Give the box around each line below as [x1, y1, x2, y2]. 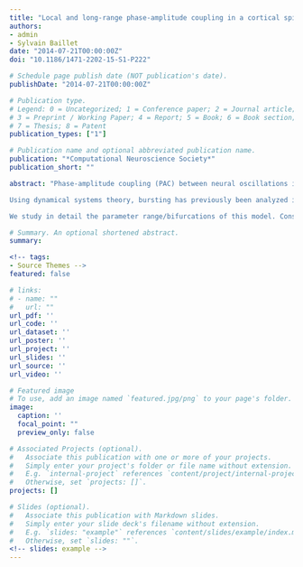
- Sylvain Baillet [9, 38, 78, 48]
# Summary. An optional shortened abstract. [9, 228, 179, 237]
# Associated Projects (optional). [9, 444, 143, 453]
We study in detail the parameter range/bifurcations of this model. [9, 211, 277, 221]
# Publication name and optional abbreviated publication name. [9, 146, 256, 155]
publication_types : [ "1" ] [9, 130, 106, 139]
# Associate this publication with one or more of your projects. [9, 452, 272, 461]
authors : [9, 22, 42, 31]
